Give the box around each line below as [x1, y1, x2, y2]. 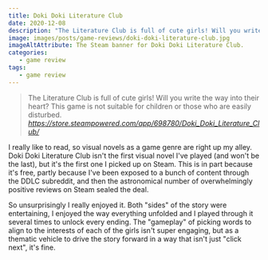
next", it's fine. [8, 242, 56, 252]
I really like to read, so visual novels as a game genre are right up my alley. [8, 142, 253, 152]
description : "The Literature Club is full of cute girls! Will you [8, 26, 241, 34]
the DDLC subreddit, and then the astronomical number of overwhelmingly [8, 176, 253, 186]
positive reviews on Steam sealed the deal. [8, 184, 149, 194]
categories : [8, 49, 48, 57]
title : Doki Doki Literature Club [8, 11, 124, 20]
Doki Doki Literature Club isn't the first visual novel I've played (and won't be [8, 151, 260, 160]
